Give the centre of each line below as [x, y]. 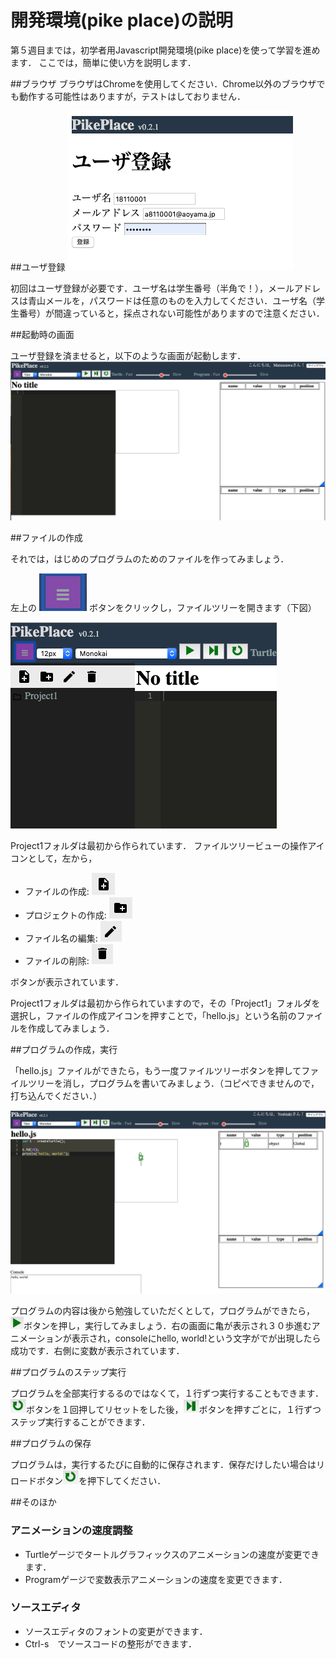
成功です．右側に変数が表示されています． [97, 1351]
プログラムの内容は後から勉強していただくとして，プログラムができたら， [162, 1311]
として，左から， [62, 858]
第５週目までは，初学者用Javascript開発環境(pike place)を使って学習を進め [165, 50]
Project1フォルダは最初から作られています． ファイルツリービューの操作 [159, 846]
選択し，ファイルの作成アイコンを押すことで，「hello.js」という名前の [153, 1016]
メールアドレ [294, 288]
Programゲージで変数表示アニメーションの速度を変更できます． [156, 1579]
